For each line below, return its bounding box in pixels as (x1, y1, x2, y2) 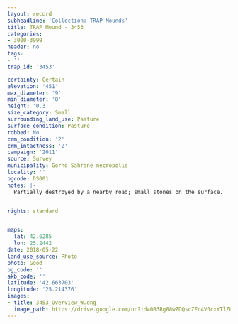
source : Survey (7, 156, 52, 163)
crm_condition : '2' (7, 136, 65, 143)
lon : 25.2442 (13, 239, 52, 247)
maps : (7, 227, 23, 234)
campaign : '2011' (7, 148, 59, 156)
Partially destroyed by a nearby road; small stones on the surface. (13, 188, 223, 195)
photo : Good (7, 259, 42, 266)
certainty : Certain (7, 76, 65, 83)
